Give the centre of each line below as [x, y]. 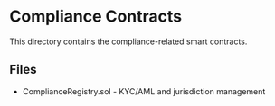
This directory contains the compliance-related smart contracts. [128, 41]
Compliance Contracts [96, 17]
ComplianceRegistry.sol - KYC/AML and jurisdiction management [144, 91]
